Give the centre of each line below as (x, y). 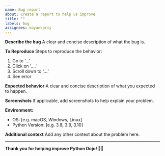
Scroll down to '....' (31, 71)
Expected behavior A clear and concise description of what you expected (80, 86)
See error (22, 77)
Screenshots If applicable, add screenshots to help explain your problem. (80, 101)
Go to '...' (21, 61)
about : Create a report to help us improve (50, 14)
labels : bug (17, 23)
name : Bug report (23, 10)
